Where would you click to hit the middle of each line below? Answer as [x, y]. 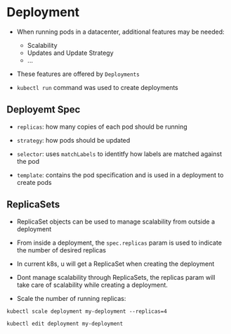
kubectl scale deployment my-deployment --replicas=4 [87, 311]
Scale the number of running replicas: [71, 298]
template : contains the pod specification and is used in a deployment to [120, 175]
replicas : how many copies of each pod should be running [102, 127]
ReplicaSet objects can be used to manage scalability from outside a [116, 221]
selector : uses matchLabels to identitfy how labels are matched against [119, 154]
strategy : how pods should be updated [73, 140]
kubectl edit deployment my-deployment [65, 323]
